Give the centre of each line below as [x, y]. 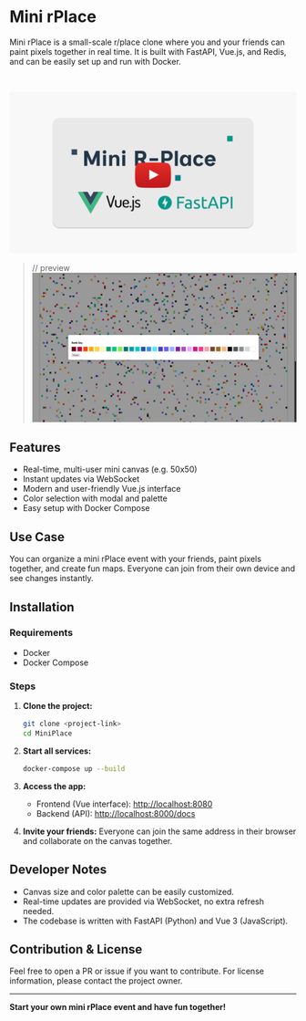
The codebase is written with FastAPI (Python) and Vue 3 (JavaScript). [155, 921]
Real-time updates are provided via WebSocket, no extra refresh [143, 901]
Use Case [37, 537]
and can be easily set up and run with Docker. [96, 61]
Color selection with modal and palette [95, 498]
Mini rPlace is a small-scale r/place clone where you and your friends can [147, 42]
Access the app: [54, 786]
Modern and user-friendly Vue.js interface [102, 489]
